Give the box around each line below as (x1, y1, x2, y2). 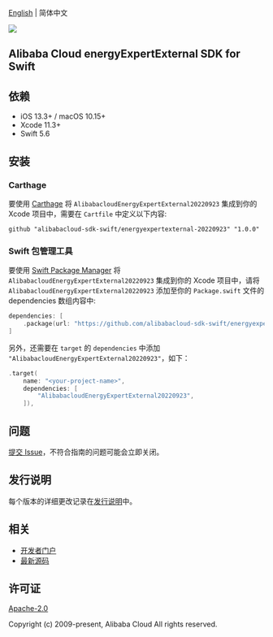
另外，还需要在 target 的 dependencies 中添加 (8, 343, 161, 353)
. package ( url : (23, 320, 71, 328)
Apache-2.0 (8, 604, 49, 613)
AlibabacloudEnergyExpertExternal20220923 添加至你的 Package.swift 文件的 (8, 286, 265, 296)
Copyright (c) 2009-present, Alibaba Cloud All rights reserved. (8, 619, 218, 629)
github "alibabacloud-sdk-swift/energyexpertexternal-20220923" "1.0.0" (8, 225, 260, 233)
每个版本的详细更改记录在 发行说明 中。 (8, 496, 136, 506)
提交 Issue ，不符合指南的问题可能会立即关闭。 (8, 447, 164, 457)
